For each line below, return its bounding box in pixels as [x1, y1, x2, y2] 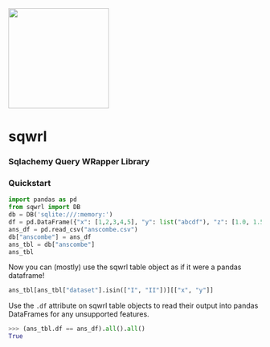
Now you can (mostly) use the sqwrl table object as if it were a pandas [8, 262, 242, 272]
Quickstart [8, 178, 51, 189]
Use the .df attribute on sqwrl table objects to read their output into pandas [8, 301, 259, 311]
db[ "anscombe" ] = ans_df [8, 232, 92, 241]
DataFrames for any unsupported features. [8, 309, 150, 319]
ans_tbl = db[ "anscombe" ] [8, 240, 95, 248]
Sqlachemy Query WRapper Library [8, 156, 150, 167]
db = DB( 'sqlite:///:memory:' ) [8, 211, 113, 219]
